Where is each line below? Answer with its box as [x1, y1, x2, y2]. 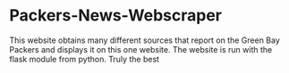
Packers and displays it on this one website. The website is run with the [9, 44, 273, 54]
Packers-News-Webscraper [9, 5, 222, 26]
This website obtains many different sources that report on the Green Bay [9, 35, 280, 45]
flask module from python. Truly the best [9, 53, 159, 64]
